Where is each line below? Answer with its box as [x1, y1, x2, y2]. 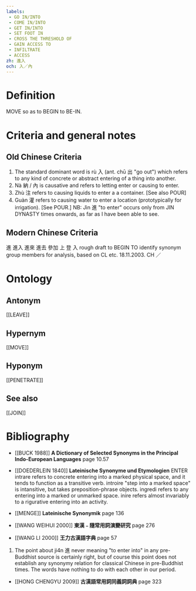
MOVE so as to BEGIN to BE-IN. [6, 108, 82, 115]
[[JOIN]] [6, 409, 26, 416]
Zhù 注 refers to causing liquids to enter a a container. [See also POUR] [14, 189, 187, 196]
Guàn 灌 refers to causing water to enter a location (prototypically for [14, 196, 182, 203]
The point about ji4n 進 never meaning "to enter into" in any [14, 546, 159, 553]
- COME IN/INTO [8, 19, 46, 25]
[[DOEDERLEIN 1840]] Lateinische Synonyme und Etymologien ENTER [14, 467, 188, 474]
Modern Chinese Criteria [6, 228, 99, 238]
